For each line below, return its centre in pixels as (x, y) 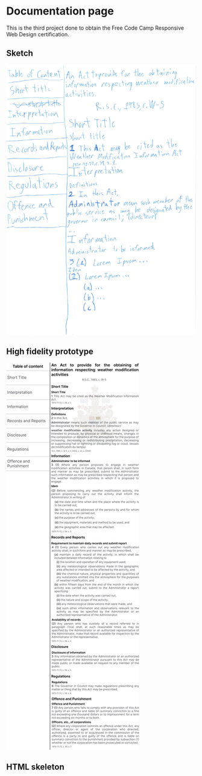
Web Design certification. (38, 34)
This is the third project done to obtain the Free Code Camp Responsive (95, 28)
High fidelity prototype (50, 351)
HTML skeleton (35, 767)
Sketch (20, 54)
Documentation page (60, 11)
